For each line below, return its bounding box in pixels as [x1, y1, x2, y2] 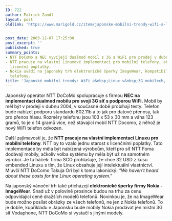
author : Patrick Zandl [5, 12, 54, 17]
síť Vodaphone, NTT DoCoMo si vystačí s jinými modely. [5, 210, 124, 216]
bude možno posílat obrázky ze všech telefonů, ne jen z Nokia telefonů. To [5, 199, 163, 205]
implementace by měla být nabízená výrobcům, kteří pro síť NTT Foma [5, 145, 154, 152]
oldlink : [5, 21, 24, 27]
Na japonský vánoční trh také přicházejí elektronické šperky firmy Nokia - [5, 182, 163, 189]
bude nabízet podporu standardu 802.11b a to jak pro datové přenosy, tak [5, 108, 160, 115]
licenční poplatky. [10, 64, 52, 69]
